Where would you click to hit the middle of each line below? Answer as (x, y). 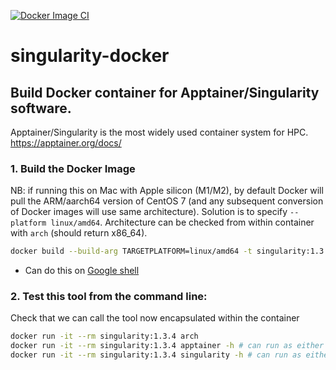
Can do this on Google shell (82, 271)
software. (41, 108)
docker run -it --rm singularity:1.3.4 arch (104, 336)
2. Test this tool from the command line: (109, 297)
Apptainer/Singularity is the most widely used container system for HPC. (159, 132)
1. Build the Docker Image (73, 168)
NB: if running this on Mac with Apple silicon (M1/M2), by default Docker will (167, 191)
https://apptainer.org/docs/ (66, 143)
